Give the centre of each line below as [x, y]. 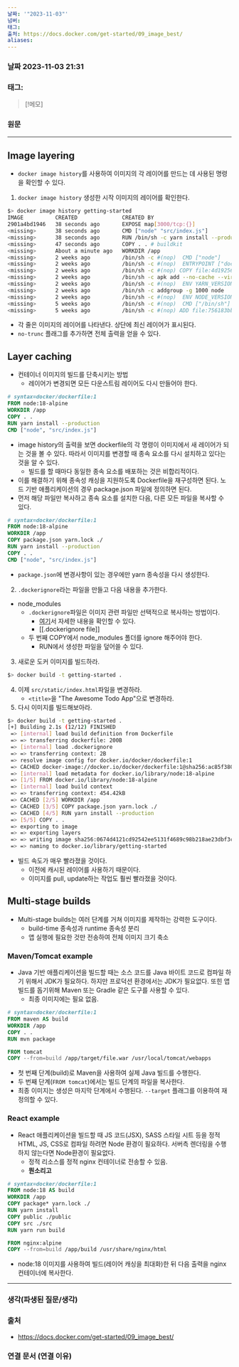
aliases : [20, 41]
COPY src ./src [30, 1223]
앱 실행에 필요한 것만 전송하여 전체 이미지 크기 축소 [99, 937]
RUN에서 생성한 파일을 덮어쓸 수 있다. [91, 646]
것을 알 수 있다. [38, 462]
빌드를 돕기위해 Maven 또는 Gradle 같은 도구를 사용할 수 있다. [103, 990]
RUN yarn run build [36, 1230]
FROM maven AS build [38, 1019]
